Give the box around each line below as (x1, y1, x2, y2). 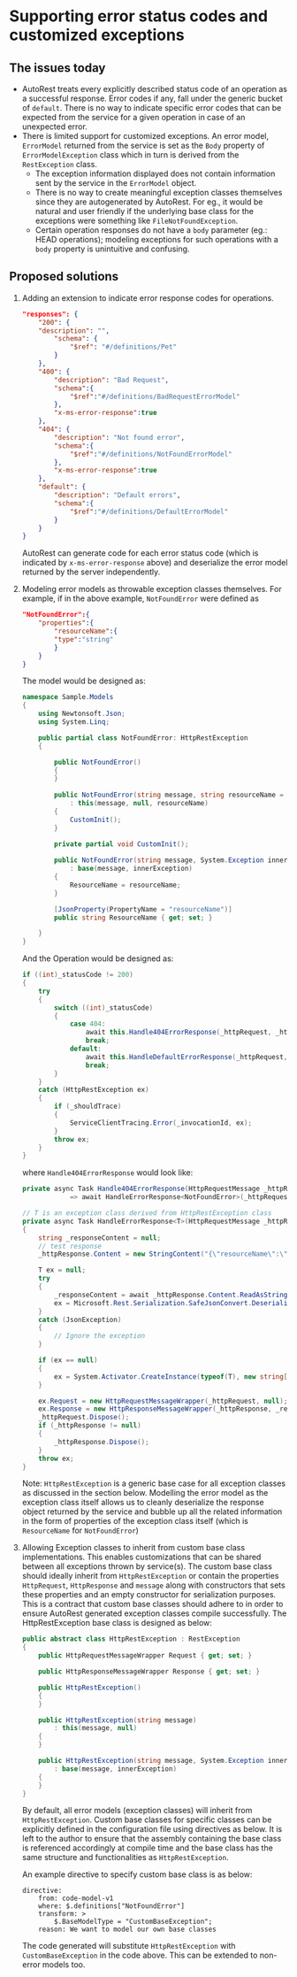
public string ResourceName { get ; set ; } (54, 913, 213, 922)
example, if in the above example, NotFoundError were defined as (21, 593, 259, 604)
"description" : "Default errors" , (54, 491, 181, 500)
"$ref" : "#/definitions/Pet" (69, 342, 178, 351)
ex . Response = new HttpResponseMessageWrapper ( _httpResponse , (38, 1404, 272, 1413)
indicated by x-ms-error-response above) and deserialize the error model (21, 558, 288, 568)
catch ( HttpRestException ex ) (38, 1086, 149, 1095)
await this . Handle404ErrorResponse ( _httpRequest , (85, 1028, 272, 1037)
